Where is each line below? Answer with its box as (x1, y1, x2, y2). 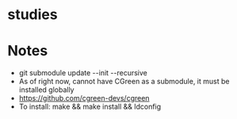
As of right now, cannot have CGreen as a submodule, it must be (18, 77, 230, 86)
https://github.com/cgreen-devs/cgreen (18, 94, 150, 103)
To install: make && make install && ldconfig (18, 102, 162, 112)
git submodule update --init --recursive (18, 68, 147, 78)
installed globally (18, 85, 75, 94)
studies (7, 6, 58, 24)
